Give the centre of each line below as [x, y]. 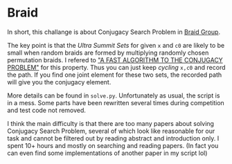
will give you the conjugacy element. [59, 82]
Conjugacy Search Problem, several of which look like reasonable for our [111, 131]
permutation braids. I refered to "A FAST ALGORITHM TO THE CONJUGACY [115, 60]
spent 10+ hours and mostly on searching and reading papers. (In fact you [113, 145]
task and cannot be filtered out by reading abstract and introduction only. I [113, 138]
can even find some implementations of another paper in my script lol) [107, 153]
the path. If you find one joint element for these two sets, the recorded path [115, 75]
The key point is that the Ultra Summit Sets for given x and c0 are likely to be [116, 45]
